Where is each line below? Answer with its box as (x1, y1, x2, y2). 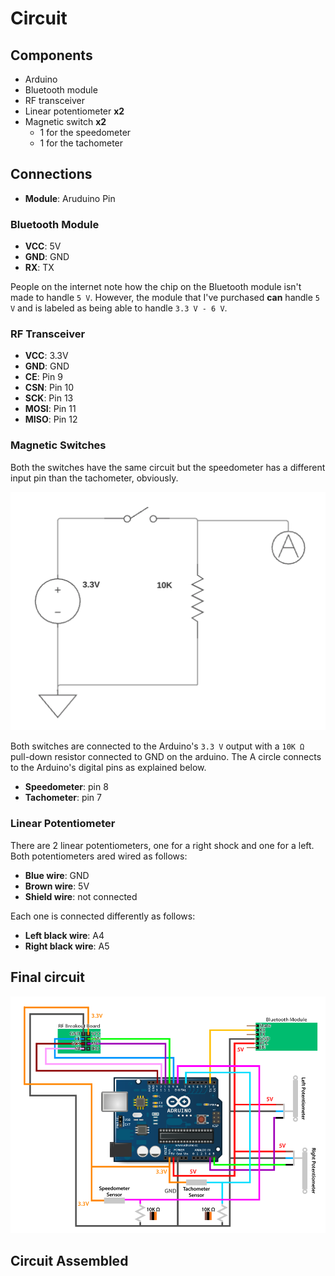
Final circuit (10, 969, 85, 986)
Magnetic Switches (10, 438, 107, 452)
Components (10, 47, 93, 64)
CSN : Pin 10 (24, 382, 75, 394)
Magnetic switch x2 (24, 116, 107, 127)
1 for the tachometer (39, 137, 124, 149)
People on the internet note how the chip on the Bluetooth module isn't (10, 281, 302, 293)
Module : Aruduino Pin (24, 192, 116, 204)
